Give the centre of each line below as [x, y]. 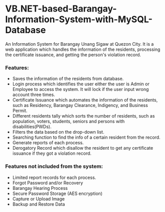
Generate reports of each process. [48, 143]
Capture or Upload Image [38, 198]
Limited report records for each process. [54, 177]
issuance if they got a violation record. [52, 153]
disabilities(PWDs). [32, 127]
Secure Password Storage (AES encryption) [57, 193]
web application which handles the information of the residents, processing [83, 49]
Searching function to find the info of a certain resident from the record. [86, 137]
